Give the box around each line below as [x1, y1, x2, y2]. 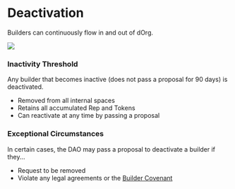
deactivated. [7, 83, 44, 91]
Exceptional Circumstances [7, 129, 104, 139]
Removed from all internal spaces [17, 97, 115, 105]
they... [7, 152, 26, 161]
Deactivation [7, 5, 84, 21]
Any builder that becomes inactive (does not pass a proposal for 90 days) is [7, 75, 228, 84]
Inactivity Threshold [7, 59, 78, 68]
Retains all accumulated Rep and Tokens [17, 104, 135, 112]
